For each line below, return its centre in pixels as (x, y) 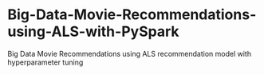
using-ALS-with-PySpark (93, 32)
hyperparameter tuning (45, 62)
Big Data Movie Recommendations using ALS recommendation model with (130, 53)
